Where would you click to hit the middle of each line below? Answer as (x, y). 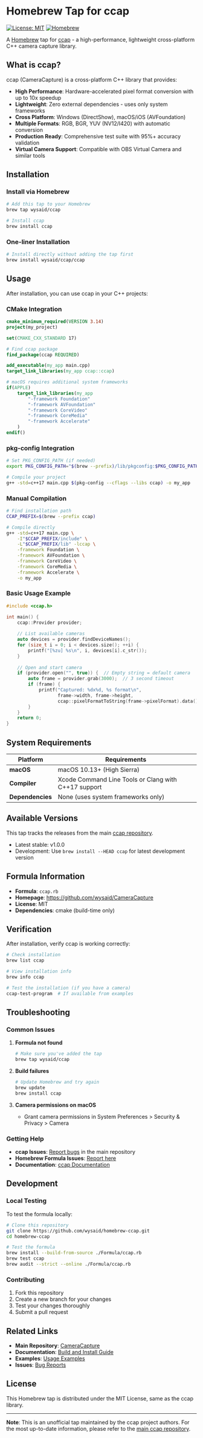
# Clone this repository (37, 1225)
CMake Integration (34, 309)
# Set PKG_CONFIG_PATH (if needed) (51, 461)
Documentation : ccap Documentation (62, 1165)
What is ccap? (34, 65)
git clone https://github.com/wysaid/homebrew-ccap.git (78, 1231)
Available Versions (42, 818)
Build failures (32, 1071)
